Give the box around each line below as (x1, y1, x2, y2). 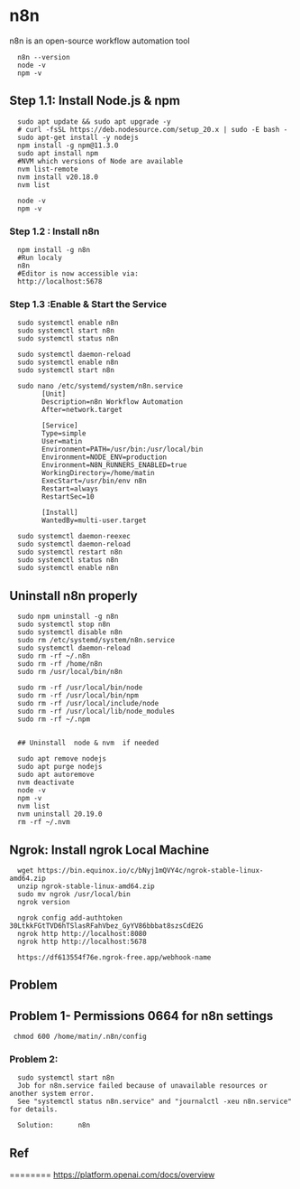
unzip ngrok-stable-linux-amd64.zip (17, 882, 155, 891)
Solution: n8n (17, 1121, 91, 1130)
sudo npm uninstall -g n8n (17, 612, 119, 622)
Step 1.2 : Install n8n (9, 225, 100, 238)
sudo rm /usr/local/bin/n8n (17, 668, 123, 677)
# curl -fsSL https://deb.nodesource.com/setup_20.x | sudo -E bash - (17, 125, 288, 134)
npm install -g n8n (17, 246, 91, 255)
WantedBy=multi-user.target (41, 516, 147, 525)
